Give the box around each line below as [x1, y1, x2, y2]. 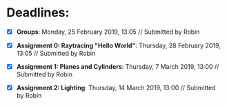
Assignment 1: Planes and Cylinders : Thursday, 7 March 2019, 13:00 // [16, 63, 219, 71]
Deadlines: [6, 5, 70, 21]
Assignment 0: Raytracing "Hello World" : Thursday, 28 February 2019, [16, 41, 221, 50]
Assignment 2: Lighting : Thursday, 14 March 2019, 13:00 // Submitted [16, 84, 216, 92]
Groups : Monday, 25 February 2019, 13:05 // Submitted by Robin [16, 28, 200, 36]
